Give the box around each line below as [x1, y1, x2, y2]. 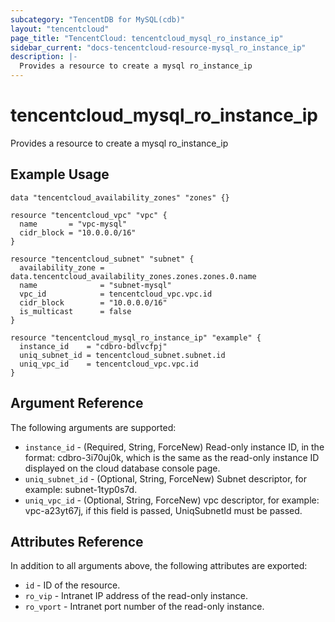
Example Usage [10, 166, 110, 183]
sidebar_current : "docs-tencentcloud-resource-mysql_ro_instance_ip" [10, 42, 307, 53]
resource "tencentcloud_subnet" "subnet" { [10, 254, 195, 264]
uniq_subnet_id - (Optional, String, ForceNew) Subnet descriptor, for [24, 472, 307, 485]
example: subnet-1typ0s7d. [24, 483, 138, 495]
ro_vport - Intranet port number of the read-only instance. [24, 601, 265, 613]
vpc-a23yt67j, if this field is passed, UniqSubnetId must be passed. [24, 504, 303, 516]
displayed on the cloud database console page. [24, 462, 221, 474]
